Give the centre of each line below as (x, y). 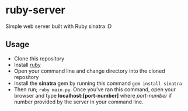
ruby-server (35, 10)
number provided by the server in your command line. (79, 102)
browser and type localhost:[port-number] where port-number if (93, 95)
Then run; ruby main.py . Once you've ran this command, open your (95, 89)
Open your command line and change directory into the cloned (89, 71)
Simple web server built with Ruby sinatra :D (59, 26)
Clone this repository (39, 58)
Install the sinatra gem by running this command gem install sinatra (98, 83)
